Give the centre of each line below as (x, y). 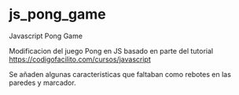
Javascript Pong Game (46, 36)
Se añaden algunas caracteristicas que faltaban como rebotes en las (120, 74)
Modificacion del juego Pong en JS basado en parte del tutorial (111, 51)
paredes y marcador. (43, 83)
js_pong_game (57, 14)
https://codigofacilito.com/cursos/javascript (80, 59)
